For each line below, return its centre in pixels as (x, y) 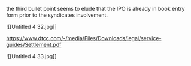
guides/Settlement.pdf (34, 45)
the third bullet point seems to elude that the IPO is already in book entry (95, 9)
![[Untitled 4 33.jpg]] (31, 56)
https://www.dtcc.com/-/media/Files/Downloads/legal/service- (84, 38)
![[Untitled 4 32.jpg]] (31, 27)
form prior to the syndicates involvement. (57, 15)
